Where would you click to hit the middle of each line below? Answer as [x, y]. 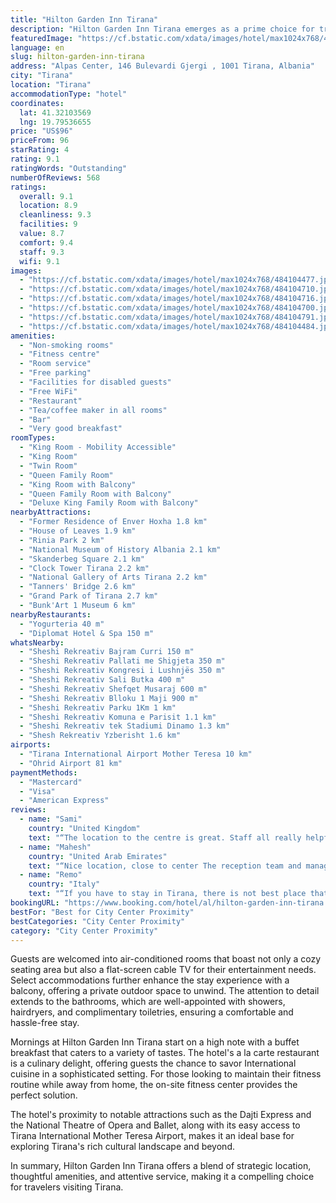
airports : [31, 745]
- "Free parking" [55, 373]
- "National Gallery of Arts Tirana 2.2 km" [113, 577]
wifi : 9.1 [39, 261]
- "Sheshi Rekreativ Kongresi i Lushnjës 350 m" [122, 671]
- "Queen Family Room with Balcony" [95, 494]
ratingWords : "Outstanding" [69, 168]
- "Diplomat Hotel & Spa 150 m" [87, 633]
